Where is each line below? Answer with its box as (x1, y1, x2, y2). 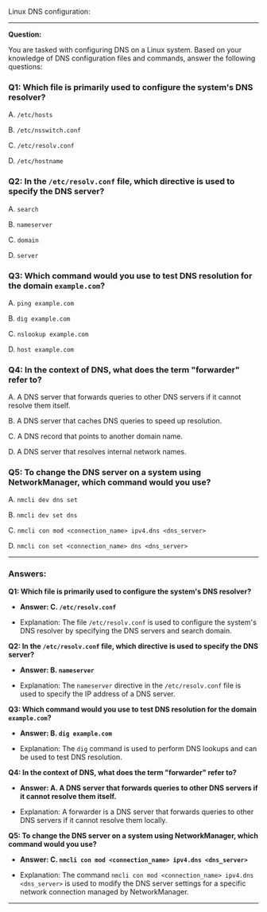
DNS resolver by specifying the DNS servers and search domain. (19, 626, 232, 635)
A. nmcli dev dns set (8, 495, 78, 505)
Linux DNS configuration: (8, 7, 91, 16)
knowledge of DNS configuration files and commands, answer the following (8, 53, 256, 63)
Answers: (8, 568, 47, 579)
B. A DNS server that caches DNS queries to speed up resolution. (8, 416, 222, 426)
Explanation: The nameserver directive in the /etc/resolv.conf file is (19, 680, 242, 690)
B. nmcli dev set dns (8, 510, 78, 520)
